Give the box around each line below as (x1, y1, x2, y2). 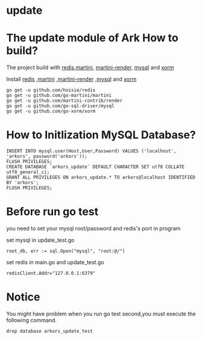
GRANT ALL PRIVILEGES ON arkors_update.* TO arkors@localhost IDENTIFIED (6, 175, 196, 181)
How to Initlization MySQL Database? (6, 128, 196, 142)
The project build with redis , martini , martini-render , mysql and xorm (6, 64, 174, 71)
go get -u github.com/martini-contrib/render (6, 97, 122, 104)
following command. (6, 317, 57, 324)
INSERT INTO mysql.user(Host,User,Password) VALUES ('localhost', (6, 148, 177, 154)
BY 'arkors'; (6, 180, 39, 186)
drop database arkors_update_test (6, 328, 93, 334)
